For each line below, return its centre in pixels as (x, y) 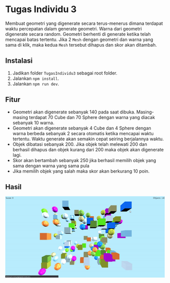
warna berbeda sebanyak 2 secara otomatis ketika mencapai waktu (83, 133)
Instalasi (19, 61)
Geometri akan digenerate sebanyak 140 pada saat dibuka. (74, 112)
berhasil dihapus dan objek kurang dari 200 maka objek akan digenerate (88, 149)
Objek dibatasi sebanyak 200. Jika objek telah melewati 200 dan (80, 144)
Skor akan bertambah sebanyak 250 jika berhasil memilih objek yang (84, 160)
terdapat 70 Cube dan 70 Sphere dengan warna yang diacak (92, 117)
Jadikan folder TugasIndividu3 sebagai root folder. (65, 73)
